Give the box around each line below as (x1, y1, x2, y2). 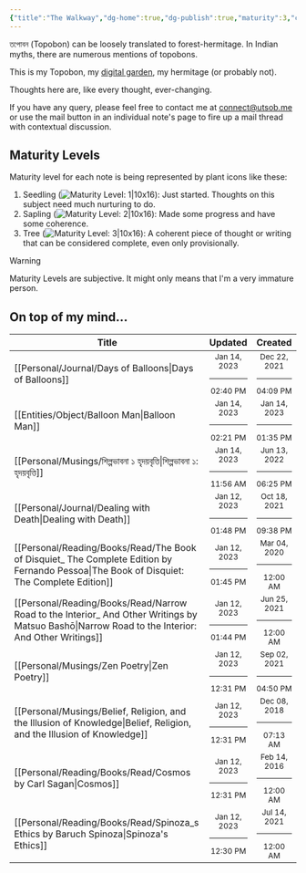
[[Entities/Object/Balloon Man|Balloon (14, 408, 176, 421)
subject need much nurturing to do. (22, 199, 157, 210)
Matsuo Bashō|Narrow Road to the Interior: (14, 619, 198, 632)
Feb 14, (260, 752, 289, 762)
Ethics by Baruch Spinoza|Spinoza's (14, 827, 168, 840)
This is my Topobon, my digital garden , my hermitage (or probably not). (9, 66, 278, 78)
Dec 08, (260, 695, 289, 706)
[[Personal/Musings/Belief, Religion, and (14, 704, 187, 717)
